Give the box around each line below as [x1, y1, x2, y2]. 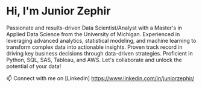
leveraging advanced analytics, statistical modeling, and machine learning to [6, 37, 197, 44]
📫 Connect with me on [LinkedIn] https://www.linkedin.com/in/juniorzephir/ [6, 74, 195, 82]
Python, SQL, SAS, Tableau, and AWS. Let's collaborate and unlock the [6, 56, 182, 63]
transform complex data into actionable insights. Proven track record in [6, 43, 183, 51]
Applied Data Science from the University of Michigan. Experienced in [6, 30, 180, 37]
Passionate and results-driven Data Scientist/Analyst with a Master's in [6, 24, 183, 31]
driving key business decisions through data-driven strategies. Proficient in [6, 49, 193, 57]
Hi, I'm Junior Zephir [6, 4, 111, 18]
